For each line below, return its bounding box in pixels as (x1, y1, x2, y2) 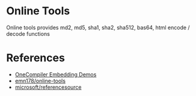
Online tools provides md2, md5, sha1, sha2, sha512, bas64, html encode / (6, 24, 191, 31)
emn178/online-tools (14, 77, 66, 84)
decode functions (6, 30, 50, 37)
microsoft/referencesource (14, 83, 82, 91)
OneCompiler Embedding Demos (14, 70, 97, 78)
